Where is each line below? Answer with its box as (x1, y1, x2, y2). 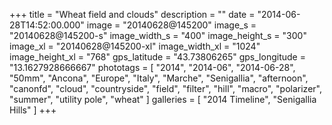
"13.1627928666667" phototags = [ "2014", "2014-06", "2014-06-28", (9, 62, 296, 73)
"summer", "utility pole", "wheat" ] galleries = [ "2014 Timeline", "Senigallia (9, 94, 317, 105)
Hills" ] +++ (9, 104, 57, 116)
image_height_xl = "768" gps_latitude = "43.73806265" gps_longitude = (9, 51, 306, 63)
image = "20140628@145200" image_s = (86, 19, 257, 31)
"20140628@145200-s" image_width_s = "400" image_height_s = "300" (9, 30, 307, 41)
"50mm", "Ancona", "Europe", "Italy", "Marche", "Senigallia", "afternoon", (9, 72, 309, 84)
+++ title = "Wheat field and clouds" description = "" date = (9, 9, 256, 20)
